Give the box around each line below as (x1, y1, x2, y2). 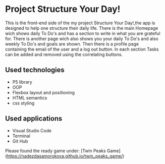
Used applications (5, 114, 62, 123)
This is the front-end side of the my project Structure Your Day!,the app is (5, 20, 155, 26)
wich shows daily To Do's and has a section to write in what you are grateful (5, 30, 161, 36)
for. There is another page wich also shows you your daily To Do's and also (5, 36, 159, 42)
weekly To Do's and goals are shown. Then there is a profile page (5, 41, 139, 47)
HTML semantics (12, 95, 48, 101)
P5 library (12, 79, 32, 85)
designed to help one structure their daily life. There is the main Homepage (5, 25, 159, 31)
